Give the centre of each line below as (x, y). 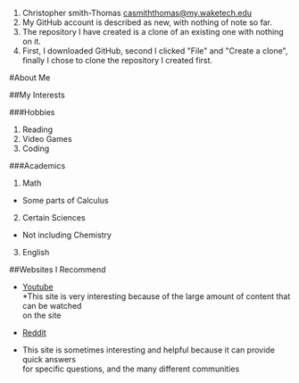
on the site (42, 315)
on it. (32, 41)
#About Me (30, 78)
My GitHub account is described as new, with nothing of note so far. (147, 22)
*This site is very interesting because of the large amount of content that (156, 296)
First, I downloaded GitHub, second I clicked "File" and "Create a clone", (155, 51)
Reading (37, 129)
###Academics (37, 166)
